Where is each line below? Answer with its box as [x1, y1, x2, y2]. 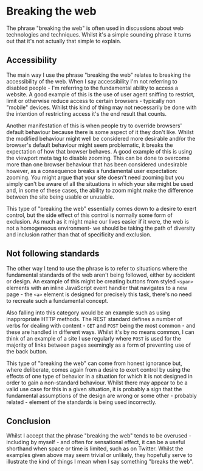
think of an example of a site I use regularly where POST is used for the [6, 335, 181, 342]
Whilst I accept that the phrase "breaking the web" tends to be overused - [6, 432, 191, 439]
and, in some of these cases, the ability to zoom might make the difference [6, 186, 193, 194]
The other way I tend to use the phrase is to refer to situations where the [6, 264, 188, 272]
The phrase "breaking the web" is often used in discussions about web [6, 24, 184, 32]
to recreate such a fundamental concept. [6, 297, 109, 304]
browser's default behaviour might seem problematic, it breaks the [6, 141, 173, 149]
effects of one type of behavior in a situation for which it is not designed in [6, 372, 193, 380]
